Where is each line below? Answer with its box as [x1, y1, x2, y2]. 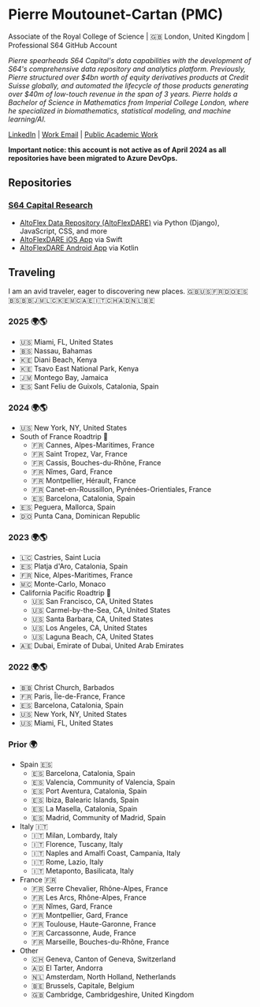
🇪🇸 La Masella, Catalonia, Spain [31, 804, 138, 813]
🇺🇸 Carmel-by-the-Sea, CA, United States [31, 606, 171, 615]
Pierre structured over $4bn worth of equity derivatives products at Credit [8, 73, 249, 82]
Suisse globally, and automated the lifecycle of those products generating [8, 80, 249, 90]
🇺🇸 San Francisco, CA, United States [31, 597, 154, 606]
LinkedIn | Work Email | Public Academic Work [8, 129, 158, 139]
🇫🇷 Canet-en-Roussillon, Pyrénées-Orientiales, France [31, 485, 212, 494]
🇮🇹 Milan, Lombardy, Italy [31, 830, 118, 840]
